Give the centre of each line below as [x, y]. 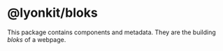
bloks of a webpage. [37, 39]
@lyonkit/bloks [52, 13]
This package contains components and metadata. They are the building [112, 32]
